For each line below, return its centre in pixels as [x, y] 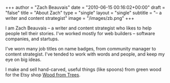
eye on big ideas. [24, 60]
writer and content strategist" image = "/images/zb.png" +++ [70, 18]
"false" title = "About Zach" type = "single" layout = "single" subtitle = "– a [84, 13]
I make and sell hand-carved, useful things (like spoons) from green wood [83, 69]
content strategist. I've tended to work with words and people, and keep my [85, 54]
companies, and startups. [32, 39]
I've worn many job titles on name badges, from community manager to [81, 49]
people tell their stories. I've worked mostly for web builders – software [80, 33]
